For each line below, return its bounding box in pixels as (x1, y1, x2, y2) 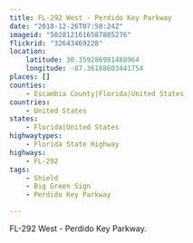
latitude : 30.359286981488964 (25, 55, 140, 64)
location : (9, 47, 47, 56)
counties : (9, 81, 47, 90)
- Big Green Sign (25, 182, 92, 191)
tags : (9, 165, 30, 174)
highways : (9, 148, 47, 157)
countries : (9, 97, 51, 107)
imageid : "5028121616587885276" (9, 30, 131, 39)
